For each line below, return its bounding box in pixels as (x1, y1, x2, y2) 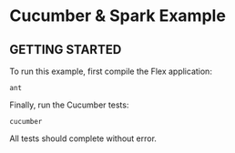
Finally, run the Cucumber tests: (9, 99, 129, 110)
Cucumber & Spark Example (9, 5, 226, 26)
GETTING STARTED (9, 42, 122, 57)
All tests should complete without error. (9, 133, 158, 144)
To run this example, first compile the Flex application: (9, 66, 212, 76)
